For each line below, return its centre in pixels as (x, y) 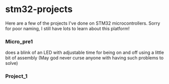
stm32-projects (39, 9)
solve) (12, 63)
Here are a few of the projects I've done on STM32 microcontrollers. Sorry (83, 23)
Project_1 (16, 76)
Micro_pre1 (19, 41)
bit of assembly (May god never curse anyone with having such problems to (85, 58)
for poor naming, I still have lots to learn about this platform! (68, 28)
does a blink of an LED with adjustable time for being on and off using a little (85, 53)
